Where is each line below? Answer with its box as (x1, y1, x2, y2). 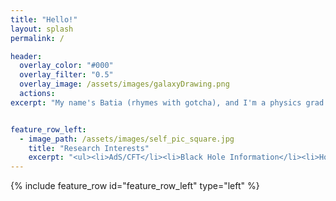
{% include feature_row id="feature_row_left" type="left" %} (10, 180, 260, 192)
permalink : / (10, 33, 65, 43)
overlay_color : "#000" (19, 61, 114, 71)
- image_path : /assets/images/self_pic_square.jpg (19, 134, 235, 144)
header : (10, 51, 43, 61)
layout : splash (10, 24, 74, 34)
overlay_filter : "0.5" (19, 70, 114, 80)
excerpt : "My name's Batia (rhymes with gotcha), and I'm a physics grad (10, 97, 325, 108)
